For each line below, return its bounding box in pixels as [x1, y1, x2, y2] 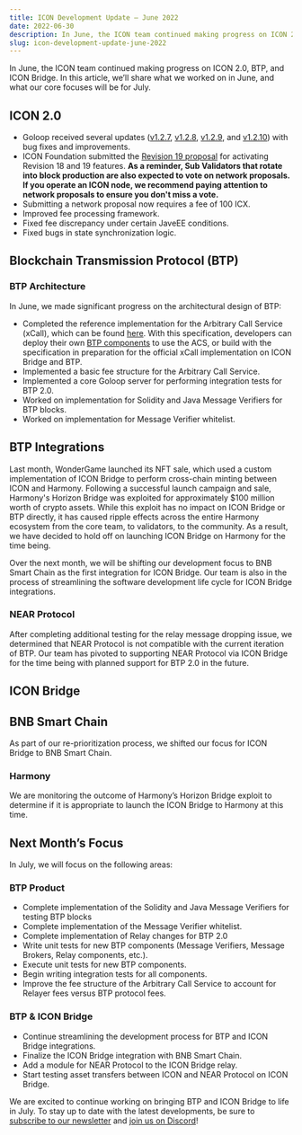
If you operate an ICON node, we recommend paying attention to [22, 180, 268, 191]
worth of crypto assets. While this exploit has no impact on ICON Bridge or [9, 501, 286, 512]
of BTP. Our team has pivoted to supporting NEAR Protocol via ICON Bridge [9, 648, 289, 659]
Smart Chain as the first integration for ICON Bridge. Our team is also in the [9, 567, 288, 578]
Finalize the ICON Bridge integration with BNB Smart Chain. [22, 1050, 243, 1060]
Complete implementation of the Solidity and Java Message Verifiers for [22, 902, 289, 913]
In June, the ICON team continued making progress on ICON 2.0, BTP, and [9, 63, 285, 74]
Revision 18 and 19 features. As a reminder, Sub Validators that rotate [22, 161, 283, 172]
